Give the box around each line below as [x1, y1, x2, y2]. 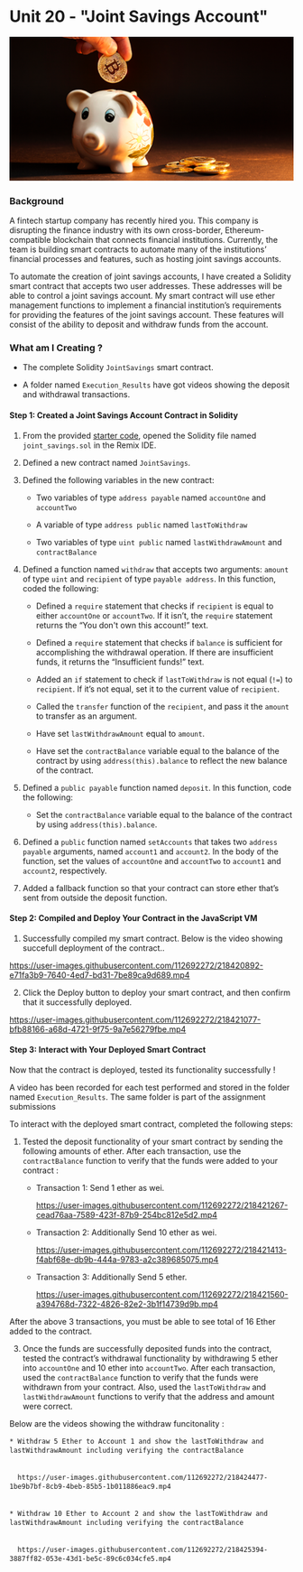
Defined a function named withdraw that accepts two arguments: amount [22, 563, 289, 574]
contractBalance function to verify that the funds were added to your [22, 1156, 279, 1167]
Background [9, 194, 65, 207]
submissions [9, 1102, 57, 1112]
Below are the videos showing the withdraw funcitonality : [9, 1419, 225, 1429]
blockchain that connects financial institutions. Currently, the [52, 235, 279, 246]
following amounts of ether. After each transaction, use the [22, 1146, 242, 1157]
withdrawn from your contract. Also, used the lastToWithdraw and [22, 1381, 267, 1392]
